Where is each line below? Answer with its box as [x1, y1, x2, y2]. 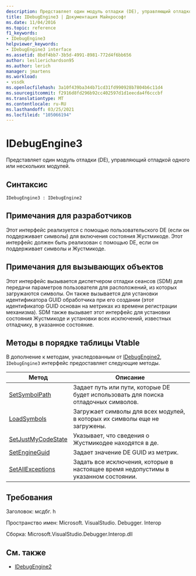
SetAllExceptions [9, 465, 55, 474]
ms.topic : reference [6, 25, 57, 31]
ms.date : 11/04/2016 [6, 19, 57, 25]
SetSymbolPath [9, 391, 51, 399]
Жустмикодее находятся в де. [73, 439, 159, 447]
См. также [6, 547, 47, 557]
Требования [6, 492, 52, 502]
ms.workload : [6, 74, 38, 80]
